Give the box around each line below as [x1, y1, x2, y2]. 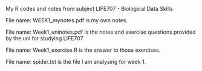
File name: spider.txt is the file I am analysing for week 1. [5, 58, 146, 65]
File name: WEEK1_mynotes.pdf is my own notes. [5, 17, 128, 23]
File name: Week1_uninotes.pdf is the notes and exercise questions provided [5, 28, 196, 35]
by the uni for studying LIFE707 [5, 35, 83, 42]
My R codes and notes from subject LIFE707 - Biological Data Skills [5, 5, 173, 12]
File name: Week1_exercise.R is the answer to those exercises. [5, 46, 161, 54]
